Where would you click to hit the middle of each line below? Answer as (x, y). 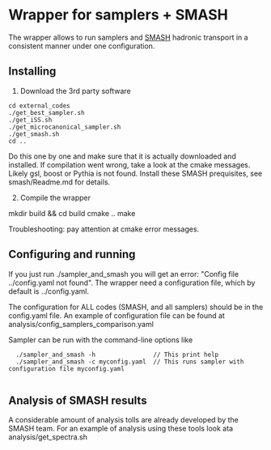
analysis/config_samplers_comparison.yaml (81, 324)
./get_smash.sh (34, 134)
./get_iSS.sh (30, 120)
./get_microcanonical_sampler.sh (65, 127)
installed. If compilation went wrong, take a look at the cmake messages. (129, 164)
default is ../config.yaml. (49, 291)
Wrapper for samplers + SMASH (119, 15)
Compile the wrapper (55, 197)
